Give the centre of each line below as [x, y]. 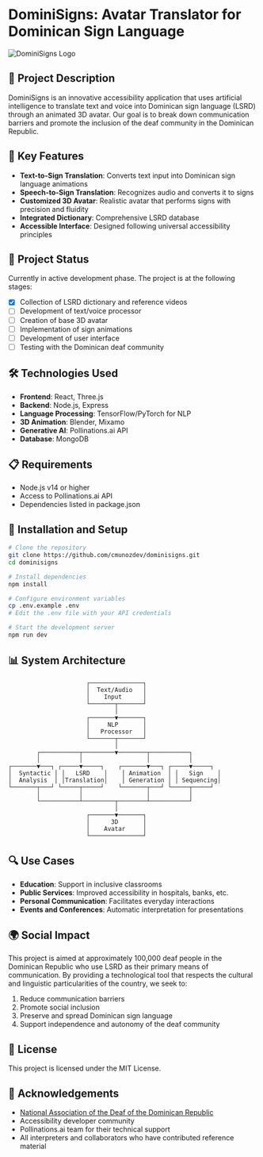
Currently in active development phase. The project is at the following [122, 279]
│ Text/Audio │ [116, 690]
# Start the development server [61, 628]
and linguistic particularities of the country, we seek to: [98, 984]
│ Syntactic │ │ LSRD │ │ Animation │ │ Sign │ [115, 773]
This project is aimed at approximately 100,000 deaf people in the [115, 959]
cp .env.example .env [44, 606]
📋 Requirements [50, 465]
